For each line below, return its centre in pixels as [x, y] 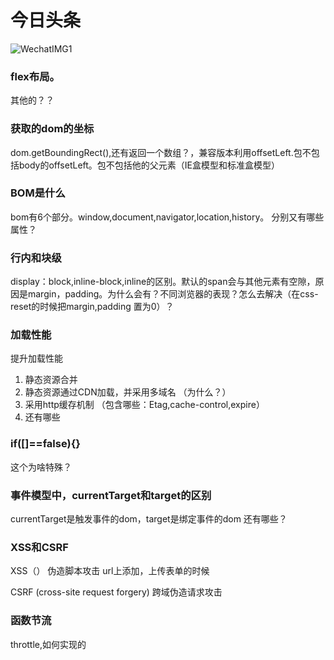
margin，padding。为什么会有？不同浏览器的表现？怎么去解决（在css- [173, 294]
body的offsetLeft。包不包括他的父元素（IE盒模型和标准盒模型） [149, 165]
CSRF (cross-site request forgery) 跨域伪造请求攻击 [116, 592]
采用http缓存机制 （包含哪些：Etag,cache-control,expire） [144, 405]
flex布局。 [35, 76]
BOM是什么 [38, 193]
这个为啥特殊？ [41, 467]
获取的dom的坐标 [52, 129]
